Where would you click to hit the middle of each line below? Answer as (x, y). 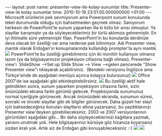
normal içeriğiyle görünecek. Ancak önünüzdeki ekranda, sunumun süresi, (79, 96)
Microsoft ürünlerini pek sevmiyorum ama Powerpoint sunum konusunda (78, 17)
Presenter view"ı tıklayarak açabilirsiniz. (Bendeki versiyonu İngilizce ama (79, 69)
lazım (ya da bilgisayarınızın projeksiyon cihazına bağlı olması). (68, 59)
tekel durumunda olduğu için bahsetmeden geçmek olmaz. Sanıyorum (75, 22)
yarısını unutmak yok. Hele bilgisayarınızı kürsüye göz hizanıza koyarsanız (79, 122)
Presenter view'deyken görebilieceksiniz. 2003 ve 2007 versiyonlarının (76, 112)
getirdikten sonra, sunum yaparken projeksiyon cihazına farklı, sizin (72, 86)
